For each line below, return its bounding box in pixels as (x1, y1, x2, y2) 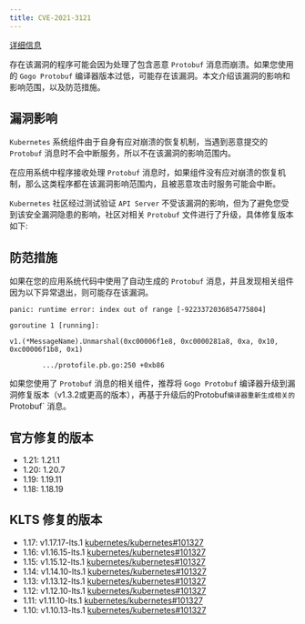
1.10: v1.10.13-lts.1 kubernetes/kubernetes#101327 (22, 604, 207, 615)
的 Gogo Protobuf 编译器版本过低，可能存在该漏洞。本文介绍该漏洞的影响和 (9, 70, 290, 81)
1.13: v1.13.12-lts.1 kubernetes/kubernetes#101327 (22, 575, 207, 587)
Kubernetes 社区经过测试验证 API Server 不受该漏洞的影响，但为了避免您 (9, 197, 281, 209)
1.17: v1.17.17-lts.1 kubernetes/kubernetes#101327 (22, 537, 204, 548)
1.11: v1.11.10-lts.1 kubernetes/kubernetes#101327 (22, 595, 203, 606)
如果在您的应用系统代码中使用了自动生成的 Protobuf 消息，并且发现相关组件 (9, 276, 294, 287)
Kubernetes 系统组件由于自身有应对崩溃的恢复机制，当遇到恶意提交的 (9, 136, 269, 147)
